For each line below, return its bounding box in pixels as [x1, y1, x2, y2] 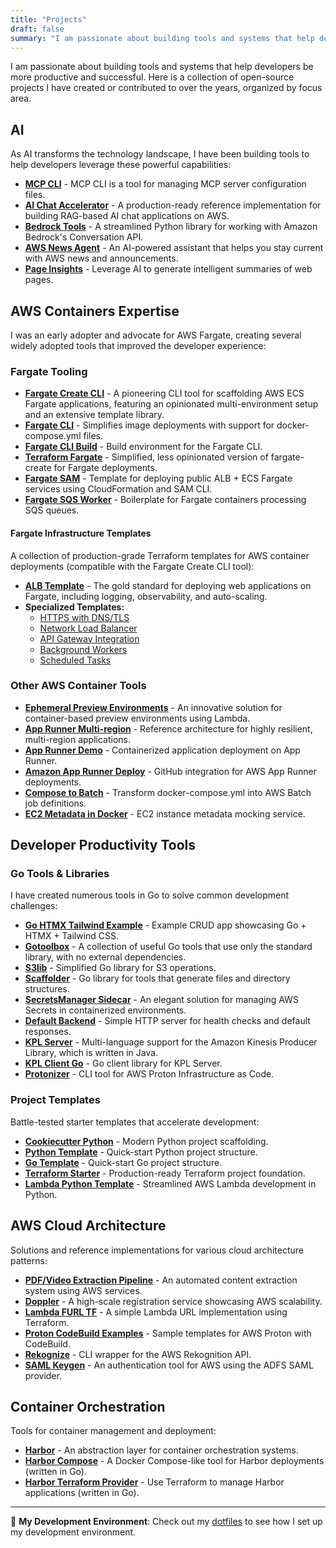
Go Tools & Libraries [10, 867, 110, 881]
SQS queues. [24, 504, 80, 516]
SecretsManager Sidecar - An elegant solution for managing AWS [24, 994, 299, 1006]
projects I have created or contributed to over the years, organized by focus [10, 82, 323, 94]
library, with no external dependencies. [24, 951, 187, 963]
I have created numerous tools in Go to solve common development [10, 889, 290, 901]
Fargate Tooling [10, 364, 88, 378]
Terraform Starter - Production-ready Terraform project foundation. [24, 1167, 306, 1179]
